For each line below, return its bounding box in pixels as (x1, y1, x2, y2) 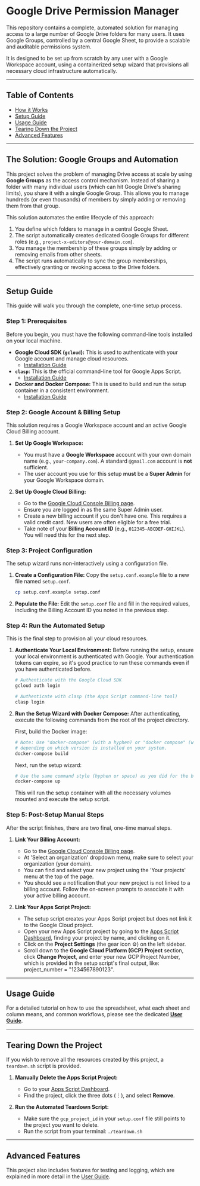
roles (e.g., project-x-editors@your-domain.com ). (14, 238, 135, 245)
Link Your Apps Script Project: (14, 903, 91, 910)
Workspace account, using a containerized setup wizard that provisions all (6, 61, 189, 68)
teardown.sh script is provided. (6, 1062, 82, 1069)
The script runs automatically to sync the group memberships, (14, 257, 168, 264)
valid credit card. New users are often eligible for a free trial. (23, 518, 171, 525)
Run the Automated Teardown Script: (14, 1104, 109, 1111)
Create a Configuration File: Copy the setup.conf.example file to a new (14, 571, 189, 579)
